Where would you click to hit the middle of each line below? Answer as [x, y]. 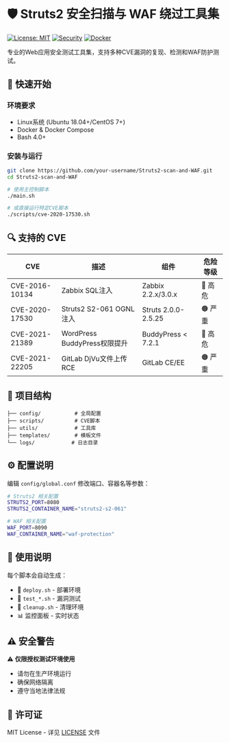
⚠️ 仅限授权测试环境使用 [41, 659]
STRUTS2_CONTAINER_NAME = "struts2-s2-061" [67, 509]
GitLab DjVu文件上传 [94, 359]
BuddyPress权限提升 [94, 343]
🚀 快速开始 [29, 84]
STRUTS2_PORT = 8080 [33, 503]
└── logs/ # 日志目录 [53, 443]
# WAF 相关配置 [27, 522]
